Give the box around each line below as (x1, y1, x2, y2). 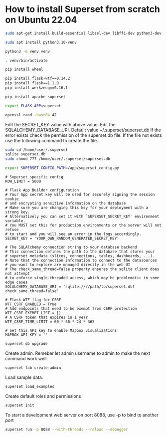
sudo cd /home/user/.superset (5, 147, 68, 152)
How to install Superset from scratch (5, 4, 161, 15)
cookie (5, 196, 19, 201)
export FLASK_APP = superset (5, 103, 61, 108)
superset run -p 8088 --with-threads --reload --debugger (5, 427, 128, 432)
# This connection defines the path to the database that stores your (5, 249, 155, 254)
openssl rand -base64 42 (5, 112, 57, 117)
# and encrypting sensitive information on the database (5, 201, 126, 206)
